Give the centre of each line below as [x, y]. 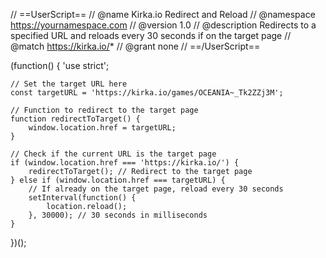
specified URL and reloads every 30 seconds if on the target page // [151, 35]
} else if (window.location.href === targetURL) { [118, 180]
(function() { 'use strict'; [60, 65]
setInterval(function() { [82, 198]
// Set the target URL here [69, 84]
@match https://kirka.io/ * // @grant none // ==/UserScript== [135, 46]
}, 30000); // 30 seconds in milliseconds [118, 215]
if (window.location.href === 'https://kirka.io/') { [125, 163]
